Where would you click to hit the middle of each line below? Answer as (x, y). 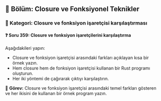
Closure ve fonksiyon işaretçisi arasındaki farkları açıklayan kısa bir (80, 58)
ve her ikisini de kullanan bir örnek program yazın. (56, 93)
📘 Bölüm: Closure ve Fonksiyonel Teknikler (72, 9)
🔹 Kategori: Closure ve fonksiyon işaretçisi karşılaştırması (76, 23)
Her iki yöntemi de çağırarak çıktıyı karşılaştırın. (60, 78)
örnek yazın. (25, 63)
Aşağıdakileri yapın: (25, 48)
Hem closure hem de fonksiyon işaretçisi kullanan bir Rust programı (81, 68)
